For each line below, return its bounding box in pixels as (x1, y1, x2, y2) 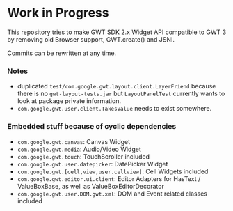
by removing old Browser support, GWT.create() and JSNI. (7, 35, 175, 43)
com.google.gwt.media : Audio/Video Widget (17, 145, 141, 153)
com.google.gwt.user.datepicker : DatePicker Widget (17, 159, 168, 168)
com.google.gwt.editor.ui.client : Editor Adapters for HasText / (17, 174, 201, 182)
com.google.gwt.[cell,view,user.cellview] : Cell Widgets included (17, 167, 209, 175)
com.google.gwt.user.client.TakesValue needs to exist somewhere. (17, 104, 212, 113)
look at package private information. (17, 97, 122, 105)
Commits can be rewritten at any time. (7, 49, 117, 57)
